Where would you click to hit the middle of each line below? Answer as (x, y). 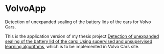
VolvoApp (25, 8)
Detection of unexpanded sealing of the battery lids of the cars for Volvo (78, 22)
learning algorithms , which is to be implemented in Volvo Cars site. (72, 46)
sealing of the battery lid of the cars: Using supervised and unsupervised (79, 41)
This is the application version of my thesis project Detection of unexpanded (82, 36)
